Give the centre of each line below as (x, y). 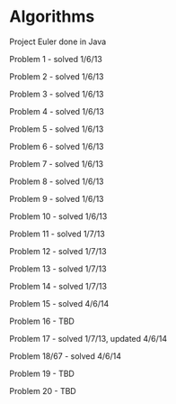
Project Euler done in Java (58, 41)
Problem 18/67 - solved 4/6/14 (66, 356)
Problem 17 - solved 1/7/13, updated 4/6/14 (88, 338)
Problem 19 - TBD (42, 373)
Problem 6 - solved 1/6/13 (57, 146)
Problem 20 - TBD (43, 390)
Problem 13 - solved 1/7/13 (58, 269)
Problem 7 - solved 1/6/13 (57, 163)
